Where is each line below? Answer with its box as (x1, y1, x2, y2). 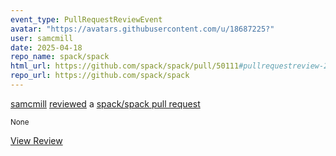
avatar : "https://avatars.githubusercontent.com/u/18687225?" (10, 24, 275, 34)
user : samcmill (10, 33, 74, 43)
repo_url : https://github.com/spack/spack (10, 71, 190, 81)
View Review (10, 134, 63, 146)
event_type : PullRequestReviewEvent (10, 14, 163, 25)
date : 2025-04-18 (10, 42, 83, 53)
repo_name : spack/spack (10, 52, 110, 62)
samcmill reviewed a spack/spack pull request (10, 97, 201, 110)
